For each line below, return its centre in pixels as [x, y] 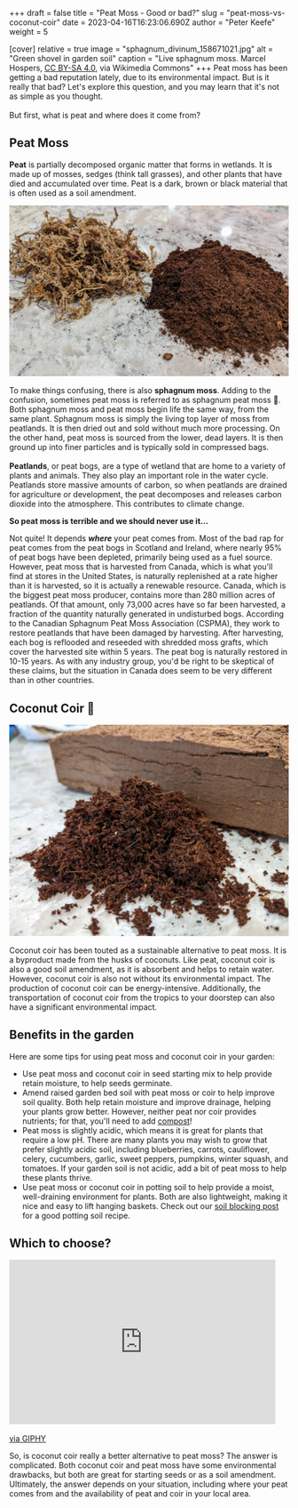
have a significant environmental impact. [83, 1007]
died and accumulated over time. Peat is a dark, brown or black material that [149, 183]
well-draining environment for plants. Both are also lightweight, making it [155, 1197]
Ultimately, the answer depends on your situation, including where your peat [149, 1484]
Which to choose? [60, 1243]
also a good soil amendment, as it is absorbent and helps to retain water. [142, 969]
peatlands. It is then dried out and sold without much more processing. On [145, 428]
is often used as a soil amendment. [73, 193]
